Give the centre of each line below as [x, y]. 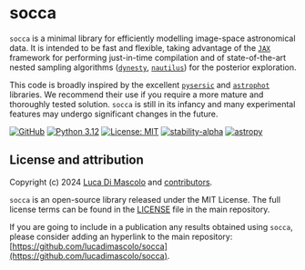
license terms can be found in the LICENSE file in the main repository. [140, 209]
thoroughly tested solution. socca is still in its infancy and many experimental [152, 104]
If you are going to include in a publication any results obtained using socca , [151, 226]
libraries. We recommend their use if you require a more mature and [137, 95]
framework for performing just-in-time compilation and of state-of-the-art [148, 57]
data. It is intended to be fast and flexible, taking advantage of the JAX [140, 47]
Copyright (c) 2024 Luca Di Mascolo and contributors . [111, 182]
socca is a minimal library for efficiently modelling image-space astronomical [152, 38]
